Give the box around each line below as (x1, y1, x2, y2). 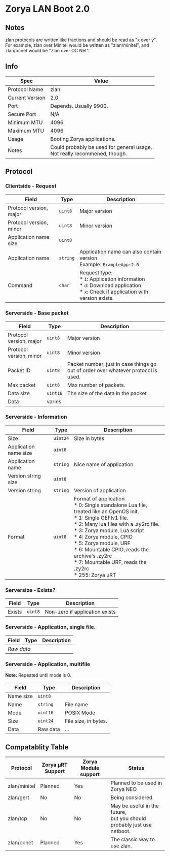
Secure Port (8, 110, 36, 117)
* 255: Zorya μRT (74, 572, 116, 579)
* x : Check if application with (79, 288, 148, 295)
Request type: (79, 269, 113, 276)
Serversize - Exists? (5, 587, 56, 594)
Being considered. (110, 794, 154, 801)
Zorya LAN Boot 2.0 (5, 3, 90, 15)
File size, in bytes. (65, 717, 107, 724)
